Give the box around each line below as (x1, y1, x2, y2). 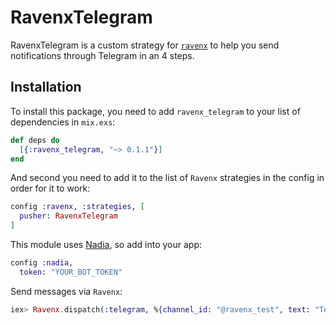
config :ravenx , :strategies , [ (10, 202, 145, 212)
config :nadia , (10, 258, 74, 268)
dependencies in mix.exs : (10, 116, 116, 128)
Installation (10, 79, 82, 96)
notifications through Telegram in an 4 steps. (10, 49, 195, 61)
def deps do (10, 135, 60, 145)
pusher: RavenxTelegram (19, 211, 118, 221)
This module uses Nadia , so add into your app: (10, 239, 203, 250)
